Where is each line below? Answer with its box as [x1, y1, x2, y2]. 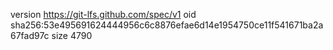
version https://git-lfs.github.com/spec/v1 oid [10, 9, 197, 20]
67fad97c [10, 30, 50, 41]
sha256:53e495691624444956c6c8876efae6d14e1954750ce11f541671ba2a [10, 19, 324, 31]
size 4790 [51, 30, 93, 41]
